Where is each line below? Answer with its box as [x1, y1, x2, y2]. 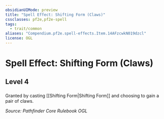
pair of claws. [5, 98, 34, 104]
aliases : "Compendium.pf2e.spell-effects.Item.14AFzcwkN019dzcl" [5, 31, 146, 36]
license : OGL [5, 36, 33, 41]
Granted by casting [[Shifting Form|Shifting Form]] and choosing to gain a [5, 93, 159, 99]
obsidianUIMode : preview [5, 7, 58, 13]
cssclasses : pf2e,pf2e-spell [5, 17, 67, 22]
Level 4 [5, 77, 29, 86]
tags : [5, 21, 17, 27]
